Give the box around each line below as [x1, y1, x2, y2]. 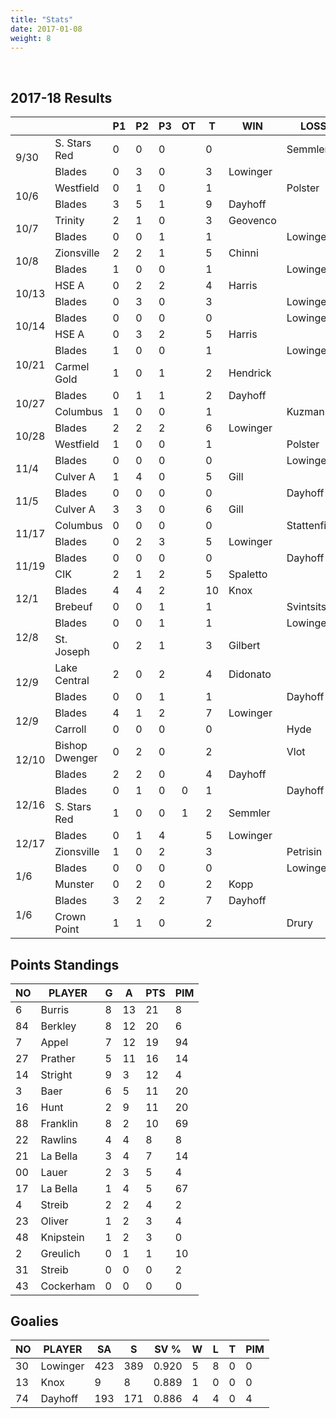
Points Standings [10, 956, 120, 973]
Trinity [54, 214, 85, 228]
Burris [40, 1002, 70, 1016]
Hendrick [228, 366, 272, 380]
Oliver [40, 1214, 69, 1228]
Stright [40, 1067, 73, 1081]
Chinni [228, 246, 259, 260]
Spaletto [228, 567, 268, 581]
